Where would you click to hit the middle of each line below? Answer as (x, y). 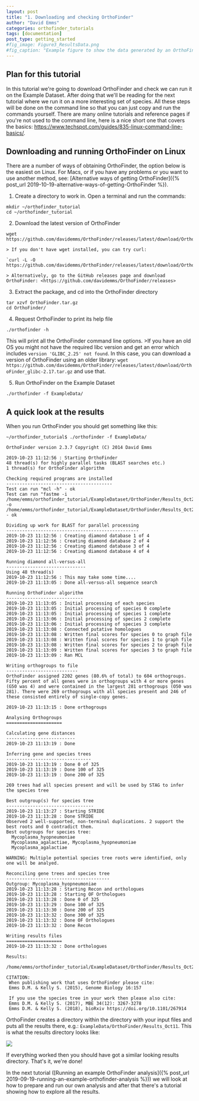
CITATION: (18, 977)
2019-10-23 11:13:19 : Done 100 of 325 (55, 770)
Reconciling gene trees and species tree (58, 874)
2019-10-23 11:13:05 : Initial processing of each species (81, 603)
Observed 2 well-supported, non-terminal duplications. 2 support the (95, 822)
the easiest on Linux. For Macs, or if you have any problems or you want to (97, 172)
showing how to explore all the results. (53, 1092)
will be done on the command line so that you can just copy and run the (93, 107)
